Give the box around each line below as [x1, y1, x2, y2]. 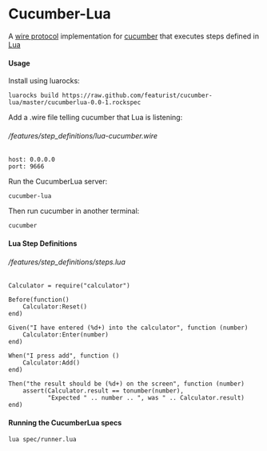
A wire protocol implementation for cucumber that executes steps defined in [8, 31, 260, 41]
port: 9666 [8, 163, 45, 171]
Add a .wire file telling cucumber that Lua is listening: [8, 113, 183, 123]
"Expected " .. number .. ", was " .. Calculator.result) [47, 394, 245, 402]
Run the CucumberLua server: [8, 177, 108, 187]
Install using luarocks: [8, 76, 80, 86]
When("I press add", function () [8, 352, 120, 360]
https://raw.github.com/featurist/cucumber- [62, 91, 213, 100]
